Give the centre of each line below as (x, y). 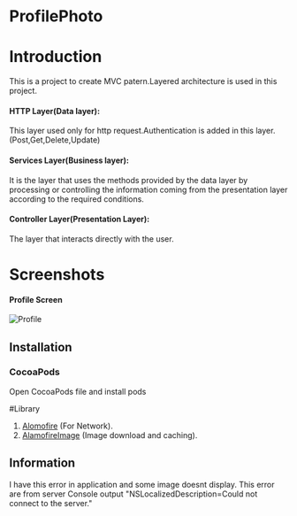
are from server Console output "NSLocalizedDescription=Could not (133, 494)
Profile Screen (36, 299)
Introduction (56, 57)
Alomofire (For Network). (67, 426)
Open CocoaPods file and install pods (78, 391)
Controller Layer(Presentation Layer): (80, 219)
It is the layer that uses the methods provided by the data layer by (129, 180)
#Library (25, 408)
